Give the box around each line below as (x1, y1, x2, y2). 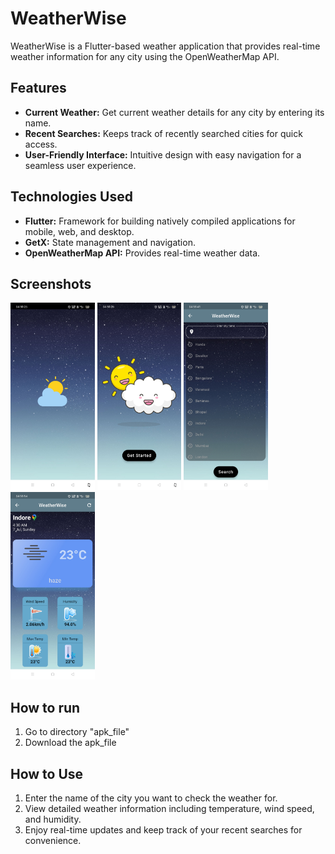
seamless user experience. (24, 159, 137, 171)
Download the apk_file (24, 737, 117, 749)
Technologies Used (10, 188, 133, 206)
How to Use (10, 765, 84, 782)
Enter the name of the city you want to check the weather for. (24, 792, 278, 804)
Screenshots (10, 275, 92, 292)
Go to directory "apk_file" (24, 726, 130, 738)
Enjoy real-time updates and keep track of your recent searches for (24, 824, 303, 836)
